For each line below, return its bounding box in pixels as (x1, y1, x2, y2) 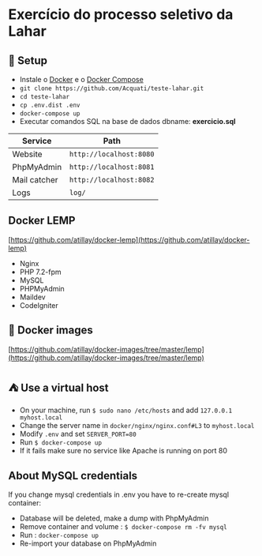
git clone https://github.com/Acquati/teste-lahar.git (19, 85, 204, 92)
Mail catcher (12, 175, 58, 185)
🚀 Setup (8, 54, 48, 67)
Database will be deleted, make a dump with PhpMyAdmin (19, 513, 209, 523)
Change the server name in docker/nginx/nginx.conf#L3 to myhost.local (19, 421, 255, 430)
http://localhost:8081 (69, 163, 155, 171)
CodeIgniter (19, 300, 59, 310)
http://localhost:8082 (69, 175, 155, 184)
